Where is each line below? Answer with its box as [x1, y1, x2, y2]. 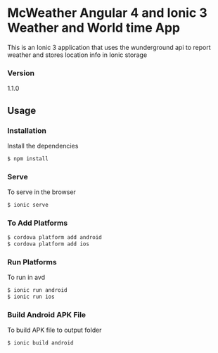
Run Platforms [7, 257, 58, 267]
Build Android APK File [7, 309, 86, 319]
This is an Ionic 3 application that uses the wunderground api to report [7, 43, 211, 51]
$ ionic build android [7, 340, 74, 347]
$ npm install [7, 155, 49, 162]
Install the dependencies [7, 141, 79, 150]
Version [7, 68, 35, 78]
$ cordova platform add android [7, 234, 102, 241]
